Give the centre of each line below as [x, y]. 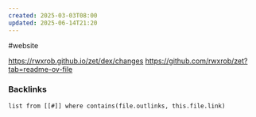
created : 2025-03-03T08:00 [53, 15]
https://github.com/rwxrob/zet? [196, 61]
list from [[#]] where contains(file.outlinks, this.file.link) [117, 106]
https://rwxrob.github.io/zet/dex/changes [76, 61]
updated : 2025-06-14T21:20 [53, 23]
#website [23, 45]
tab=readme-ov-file [41, 69]
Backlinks [28, 89]
